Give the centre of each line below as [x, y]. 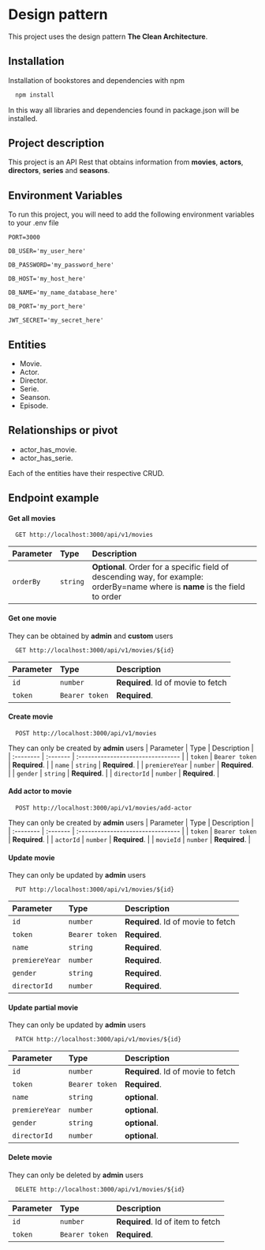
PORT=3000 [24, 238]
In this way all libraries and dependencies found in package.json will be [124, 110]
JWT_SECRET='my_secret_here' [56, 321]
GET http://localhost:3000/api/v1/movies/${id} [95, 650]
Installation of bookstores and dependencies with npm [97, 80]
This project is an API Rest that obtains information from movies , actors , [126, 162]
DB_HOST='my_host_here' [47, 279]
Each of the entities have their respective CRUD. [86, 473]
